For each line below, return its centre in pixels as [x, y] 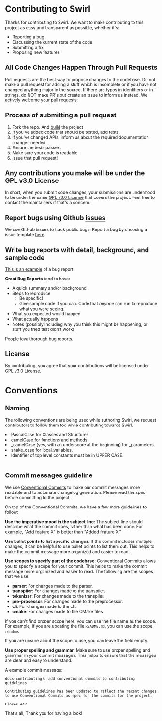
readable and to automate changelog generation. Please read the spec [75, 492]
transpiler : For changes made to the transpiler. [59, 591]
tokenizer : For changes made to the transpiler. [58, 596]
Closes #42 [16, 704]
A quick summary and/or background [49, 288]
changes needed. [29, 142]
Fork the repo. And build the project [47, 127]
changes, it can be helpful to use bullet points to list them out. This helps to [80, 546]
